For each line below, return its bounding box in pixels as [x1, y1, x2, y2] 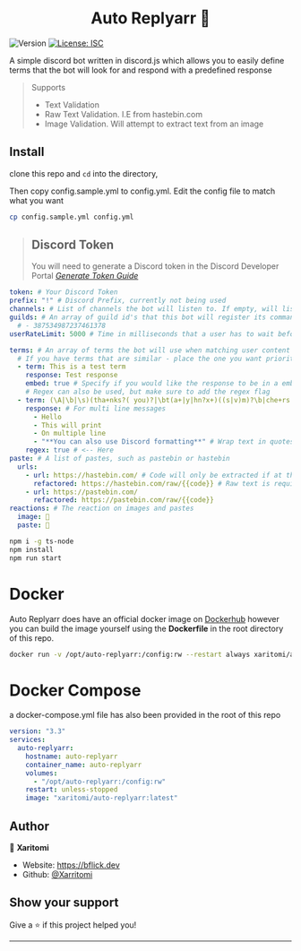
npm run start [9, 553, 63, 563]
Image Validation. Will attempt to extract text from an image [44, 118, 264, 129]
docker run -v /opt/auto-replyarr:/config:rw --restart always [9, 650, 251, 659]
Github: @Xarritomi [21, 869, 93, 879]
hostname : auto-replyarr [25, 752, 118, 761]
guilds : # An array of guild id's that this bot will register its [9, 313, 267, 322]
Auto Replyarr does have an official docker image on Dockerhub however [9, 613, 280, 624]
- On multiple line [32, 429, 106, 438]
